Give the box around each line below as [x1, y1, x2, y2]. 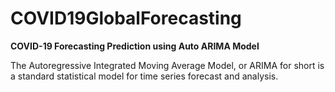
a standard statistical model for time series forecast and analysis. [10, 70, 279, 82]
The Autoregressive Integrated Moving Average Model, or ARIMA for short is [10, 59, 325, 71]
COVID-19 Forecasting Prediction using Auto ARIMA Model [10, 40, 260, 52]
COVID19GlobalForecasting [10, 7, 242, 30]
